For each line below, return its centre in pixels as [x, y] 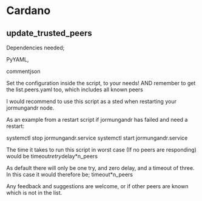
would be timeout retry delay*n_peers [52, 156]
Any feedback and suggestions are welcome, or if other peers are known [97, 186]
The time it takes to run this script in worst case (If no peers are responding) [102, 150]
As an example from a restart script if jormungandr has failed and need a [97, 120]
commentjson [23, 71]
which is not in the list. [34, 193]
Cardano [29, 11]
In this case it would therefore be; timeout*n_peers [70, 175]
